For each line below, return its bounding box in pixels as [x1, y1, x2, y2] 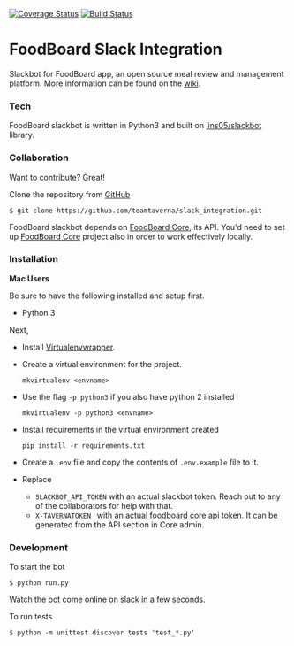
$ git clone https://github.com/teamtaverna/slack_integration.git [9, 206, 263, 215]
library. [9, 129, 35, 141]
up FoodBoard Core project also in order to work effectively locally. [9, 231, 253, 242]
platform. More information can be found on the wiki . [9, 78, 201, 88]
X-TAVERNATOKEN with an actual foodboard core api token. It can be [34, 510, 278, 520]
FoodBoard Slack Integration [9, 40, 222, 59]
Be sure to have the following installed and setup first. [9, 290, 205, 301]
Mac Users [9, 273, 50, 283]
